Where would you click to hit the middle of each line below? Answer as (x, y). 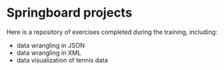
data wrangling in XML (49, 53)
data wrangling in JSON (50, 45)
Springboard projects (70, 13)
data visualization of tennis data (62, 60)
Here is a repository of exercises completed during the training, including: (112, 32)
